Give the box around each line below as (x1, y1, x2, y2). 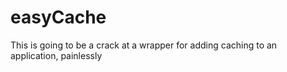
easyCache (10, 6, 107, 29)
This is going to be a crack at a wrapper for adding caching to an (10, 39, 278, 51)
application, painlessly (10, 49, 103, 61)
